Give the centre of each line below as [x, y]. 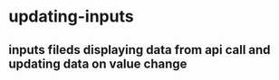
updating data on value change [98, 63]
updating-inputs [71, 17]
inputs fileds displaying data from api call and [139, 50]
